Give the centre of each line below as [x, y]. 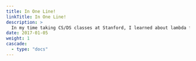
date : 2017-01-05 [27, 33]
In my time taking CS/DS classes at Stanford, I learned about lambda [99, 28]
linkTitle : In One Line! [36, 17]
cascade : [17, 44]
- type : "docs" [30, 49]
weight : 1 [18, 38]
